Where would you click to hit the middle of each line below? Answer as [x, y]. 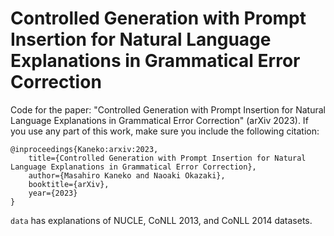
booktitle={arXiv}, [69, 184]
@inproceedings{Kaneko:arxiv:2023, [84, 149]
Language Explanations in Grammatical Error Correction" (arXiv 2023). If [159, 120]
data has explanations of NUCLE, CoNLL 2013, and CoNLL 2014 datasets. [161, 220]
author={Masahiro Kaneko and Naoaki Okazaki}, [127, 175]
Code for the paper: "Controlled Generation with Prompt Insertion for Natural [168, 109]
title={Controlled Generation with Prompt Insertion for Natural [167, 158]
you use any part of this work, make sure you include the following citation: [165, 131]
